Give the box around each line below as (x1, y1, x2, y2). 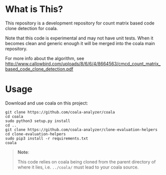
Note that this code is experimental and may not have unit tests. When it (5, 35, 153, 41)
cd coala (5, 114, 23, 119)
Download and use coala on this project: (5, 100, 88, 106)
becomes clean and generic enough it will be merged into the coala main (5, 40, 155, 46)
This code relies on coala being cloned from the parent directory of (17, 158, 156, 164)
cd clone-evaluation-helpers (5, 131, 66, 136)
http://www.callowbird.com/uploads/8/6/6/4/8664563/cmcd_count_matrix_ (5, 60, 161, 66)
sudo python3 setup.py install (5, 118, 70, 123)
